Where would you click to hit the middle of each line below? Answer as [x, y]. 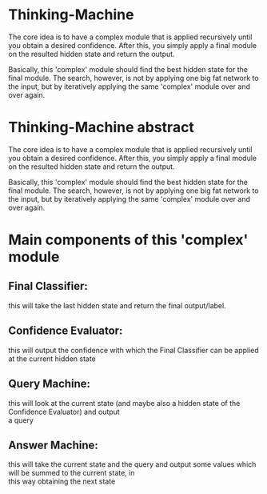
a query [21, 420]
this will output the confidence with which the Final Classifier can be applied [134, 350]
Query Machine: [49, 384]
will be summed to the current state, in [72, 473]
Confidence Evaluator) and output [64, 412]
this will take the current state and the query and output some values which [132, 464]
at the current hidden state [52, 359]
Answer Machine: [53, 445]
